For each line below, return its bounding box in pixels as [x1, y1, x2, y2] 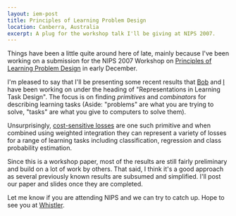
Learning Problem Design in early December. [7, 64, 137, 72]
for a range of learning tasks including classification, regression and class [7, 136, 222, 145]
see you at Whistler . [7, 201, 65, 210]
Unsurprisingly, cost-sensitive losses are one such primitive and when [7, 121, 211, 130]
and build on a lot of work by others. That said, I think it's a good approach [7, 165, 224, 173]
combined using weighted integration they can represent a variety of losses [7, 129, 227, 137]
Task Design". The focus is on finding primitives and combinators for [7, 93, 206, 101]
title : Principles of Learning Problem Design [7, 17, 147, 24]
